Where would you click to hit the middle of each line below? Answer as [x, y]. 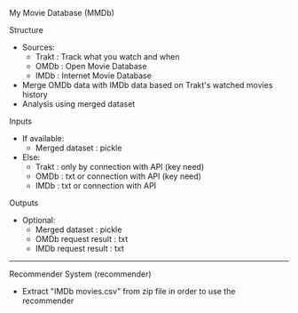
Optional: [39, 220]
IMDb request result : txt [79, 249]
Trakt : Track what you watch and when [107, 56]
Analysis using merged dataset [78, 104]
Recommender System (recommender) [81, 274]
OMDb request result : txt [82, 239]
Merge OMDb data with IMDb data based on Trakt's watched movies [147, 85]
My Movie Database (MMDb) [62, 13]
